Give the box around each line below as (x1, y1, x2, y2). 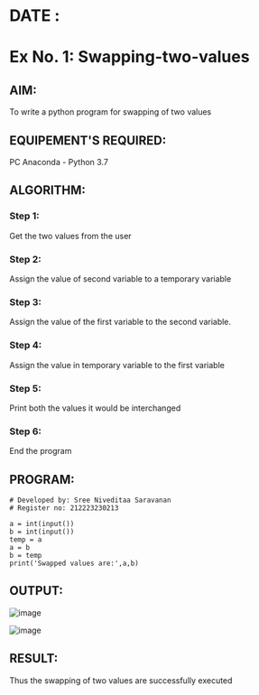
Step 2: (9, 253, 42, 265)
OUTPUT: (9, 583, 63, 598)
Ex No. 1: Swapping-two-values (9, 47, 250, 68)
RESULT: (9, 651, 59, 666)
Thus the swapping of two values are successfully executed (9, 674, 233, 686)
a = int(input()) (9, 519, 75, 528)
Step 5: (9, 382, 42, 394)
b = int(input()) (9, 527, 75, 536)
